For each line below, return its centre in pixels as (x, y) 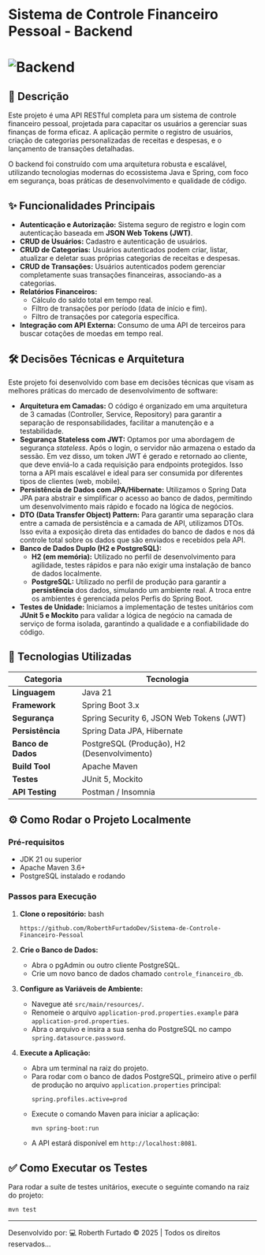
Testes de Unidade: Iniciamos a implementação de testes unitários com (136, 607)
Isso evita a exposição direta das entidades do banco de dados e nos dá (137, 531)
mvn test (22, 1210)
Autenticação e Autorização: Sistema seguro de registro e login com (132, 225)
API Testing (34, 791)
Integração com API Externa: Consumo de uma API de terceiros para (132, 325)
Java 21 (97, 692)
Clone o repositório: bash (62, 914)
